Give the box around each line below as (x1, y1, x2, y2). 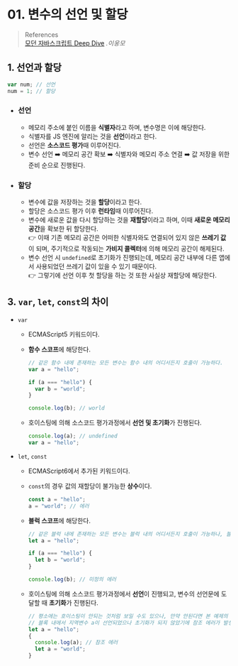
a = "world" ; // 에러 (28, 502, 90, 510)
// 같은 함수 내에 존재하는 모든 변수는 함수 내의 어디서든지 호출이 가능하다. (28, 359, 223, 366)
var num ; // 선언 (7, 81, 55, 88)
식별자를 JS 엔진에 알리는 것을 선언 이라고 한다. (28, 132, 157, 141)
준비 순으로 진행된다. (28, 160, 86, 169)
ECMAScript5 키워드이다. (28, 329, 101, 338)
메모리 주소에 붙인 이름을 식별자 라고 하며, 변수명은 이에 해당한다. (28, 123, 206, 131)
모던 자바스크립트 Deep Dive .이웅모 (24, 38, 125, 47)
